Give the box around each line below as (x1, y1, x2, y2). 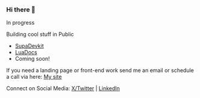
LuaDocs (14, 49, 37, 56)
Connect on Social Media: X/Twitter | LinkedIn (6, 85, 120, 92)
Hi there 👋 (6, 5, 36, 14)
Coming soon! (14, 55, 50, 63)
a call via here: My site (6, 73, 62, 81)
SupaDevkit (14, 42, 44, 50)
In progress (6, 19, 35, 26)
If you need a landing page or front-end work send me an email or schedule (6, 67, 195, 74)
